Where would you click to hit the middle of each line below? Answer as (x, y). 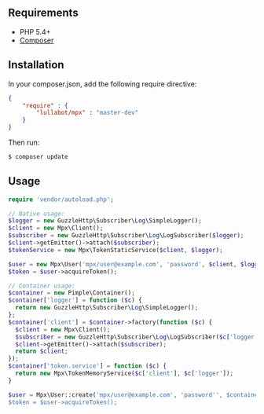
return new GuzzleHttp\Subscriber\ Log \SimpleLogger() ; (107, 308)
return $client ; (42, 352)
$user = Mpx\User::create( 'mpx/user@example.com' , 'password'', (115, 395)
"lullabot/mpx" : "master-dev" (88, 113)
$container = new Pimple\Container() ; (71, 293)
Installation (36, 65)
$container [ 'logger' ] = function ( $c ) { (75, 300)
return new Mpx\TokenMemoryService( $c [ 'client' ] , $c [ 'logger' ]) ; (125, 374)
